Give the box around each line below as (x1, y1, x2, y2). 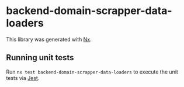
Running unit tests (6, 53, 74, 62)
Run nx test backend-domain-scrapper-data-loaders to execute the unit (6, 68, 178, 75)
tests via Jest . (6, 74, 40, 81)
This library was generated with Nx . (6, 36, 92, 43)
